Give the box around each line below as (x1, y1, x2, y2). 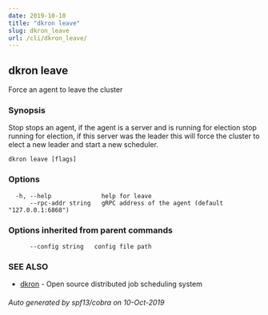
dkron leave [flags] (8, 155, 78, 164)
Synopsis (8, 105, 46, 116)
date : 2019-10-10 (8, 11, 66, 20)
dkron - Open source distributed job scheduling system (19, 279, 202, 289)
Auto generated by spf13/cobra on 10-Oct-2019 (8, 297, 165, 307)
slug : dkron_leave (8, 26, 70, 34)
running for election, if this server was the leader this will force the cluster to (8, 131, 260, 141)
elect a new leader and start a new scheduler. (8, 140, 158, 150)
